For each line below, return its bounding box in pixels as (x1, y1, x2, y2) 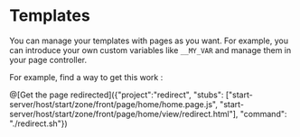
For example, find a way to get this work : (9, 71, 164, 82)
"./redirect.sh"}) (9, 118, 68, 129)
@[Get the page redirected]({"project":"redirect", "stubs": (9, 89, 224, 100)
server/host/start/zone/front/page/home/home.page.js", (9, 98, 219, 109)
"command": (239, 108, 287, 119)
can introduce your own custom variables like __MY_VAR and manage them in (9, 44, 292, 55)
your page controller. (9, 54, 88, 65)
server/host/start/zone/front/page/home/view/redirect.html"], (9, 108, 239, 119)
